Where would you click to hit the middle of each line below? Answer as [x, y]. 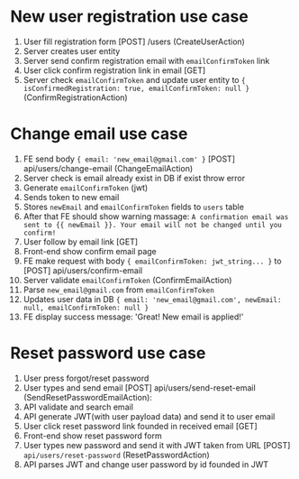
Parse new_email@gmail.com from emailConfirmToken [118, 290]
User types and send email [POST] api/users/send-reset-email [139, 387]
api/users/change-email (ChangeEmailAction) [108, 168]
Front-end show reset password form [92, 436]
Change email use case [99, 134]
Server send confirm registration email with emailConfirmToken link [146, 60]
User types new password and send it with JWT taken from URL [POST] [157, 445]
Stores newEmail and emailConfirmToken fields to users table [133, 207]
